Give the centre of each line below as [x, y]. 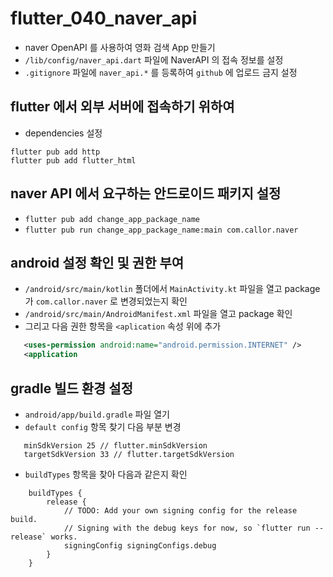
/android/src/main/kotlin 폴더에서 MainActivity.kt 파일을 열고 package [172, 289]
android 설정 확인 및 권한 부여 [97, 262]
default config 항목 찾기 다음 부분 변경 [103, 426]
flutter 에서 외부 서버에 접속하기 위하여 [122, 107]
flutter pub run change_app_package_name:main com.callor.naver [161, 230]
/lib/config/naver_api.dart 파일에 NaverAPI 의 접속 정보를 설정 [154, 59]
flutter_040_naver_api [104, 18]
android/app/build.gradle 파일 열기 [97, 414]
